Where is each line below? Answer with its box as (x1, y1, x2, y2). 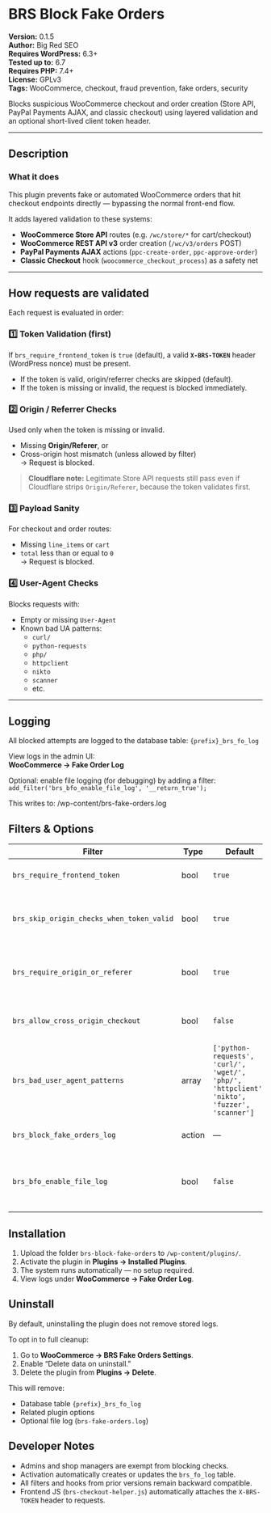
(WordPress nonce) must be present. (8, 358, 131, 368)
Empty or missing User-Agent (19, 615, 117, 624)
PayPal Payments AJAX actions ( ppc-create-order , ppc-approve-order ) (19, 247, 258, 256)
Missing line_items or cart (19, 539, 110, 550)
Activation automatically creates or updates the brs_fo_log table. (19, 1469, 236, 1479)
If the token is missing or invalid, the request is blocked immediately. (19, 382, 248, 392)
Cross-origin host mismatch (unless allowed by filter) (19, 450, 197, 459)
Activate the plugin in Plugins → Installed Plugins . (19, 1257, 188, 1266)
